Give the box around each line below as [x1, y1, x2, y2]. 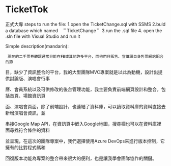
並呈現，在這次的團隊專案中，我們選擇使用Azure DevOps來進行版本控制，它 [5, 138, 165, 144]
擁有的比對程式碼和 [5, 144, 46, 150]
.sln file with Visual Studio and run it [5, 33, 80, 39]
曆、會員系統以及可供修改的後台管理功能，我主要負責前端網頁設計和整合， [5, 86, 161, 92]
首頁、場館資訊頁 [9, 92, 46, 99]
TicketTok [5, 4, 48, 15]
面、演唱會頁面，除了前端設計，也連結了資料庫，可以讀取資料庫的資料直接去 [5, 103, 166, 109]
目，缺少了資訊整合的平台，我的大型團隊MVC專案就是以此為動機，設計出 [5, 69, 159, 75]
